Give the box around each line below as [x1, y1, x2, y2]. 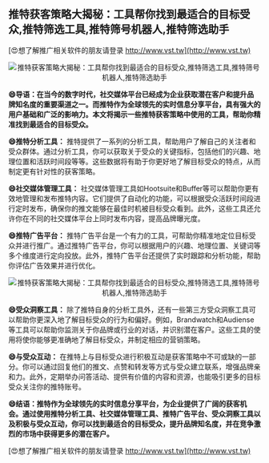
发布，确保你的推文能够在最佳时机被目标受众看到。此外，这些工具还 [29, 203, 254, 213]
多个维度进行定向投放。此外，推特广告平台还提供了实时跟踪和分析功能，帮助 [8, 251, 261, 260]
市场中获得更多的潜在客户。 [22, 429, 114, 438]
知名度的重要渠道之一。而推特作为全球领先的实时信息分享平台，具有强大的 [14, 99, 261, 109]
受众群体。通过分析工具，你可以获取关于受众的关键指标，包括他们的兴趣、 [8, 147, 254, 156]
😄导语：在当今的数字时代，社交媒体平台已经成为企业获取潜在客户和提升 [8, 89, 247, 99]
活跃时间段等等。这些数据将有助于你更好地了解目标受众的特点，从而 [35, 156, 261, 166]
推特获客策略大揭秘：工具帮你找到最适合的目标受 [8, 7, 251, 22]
